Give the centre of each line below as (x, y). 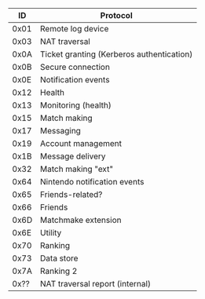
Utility (51, 233)
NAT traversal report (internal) (96, 284)
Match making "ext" (77, 169)
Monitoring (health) (76, 105)
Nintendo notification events (92, 182)
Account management (81, 143)
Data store (59, 258)
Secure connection (75, 67)
